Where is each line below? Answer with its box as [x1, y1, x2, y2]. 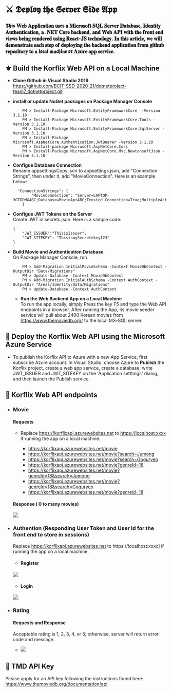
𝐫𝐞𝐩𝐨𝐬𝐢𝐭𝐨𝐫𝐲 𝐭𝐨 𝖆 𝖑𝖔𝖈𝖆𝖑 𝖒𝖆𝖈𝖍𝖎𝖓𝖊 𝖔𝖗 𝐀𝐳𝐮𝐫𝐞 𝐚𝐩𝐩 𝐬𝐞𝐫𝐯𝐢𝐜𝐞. [5, 48, 116, 55]
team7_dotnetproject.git [12, 88, 63, 94]
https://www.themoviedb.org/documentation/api [5, 681, 108, 687]
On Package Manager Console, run [12, 254, 87, 260]
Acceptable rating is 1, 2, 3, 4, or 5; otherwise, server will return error [12, 631, 159, 637]
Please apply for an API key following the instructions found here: [5, 676, 144, 682]
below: [12, 178, 27, 184]
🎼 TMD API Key [5, 662, 54, 670]
